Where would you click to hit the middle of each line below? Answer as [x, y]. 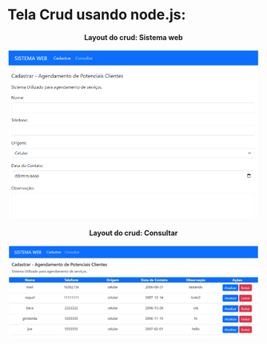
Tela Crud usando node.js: [97, 15]
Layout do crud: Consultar [133, 233]
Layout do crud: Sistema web [133, 37]
